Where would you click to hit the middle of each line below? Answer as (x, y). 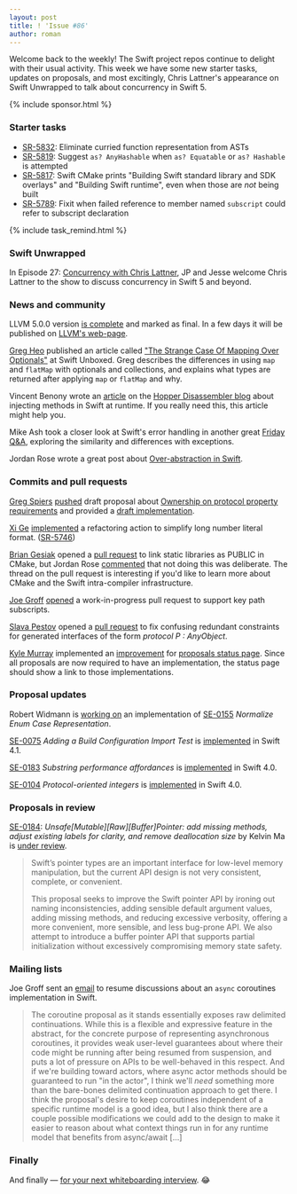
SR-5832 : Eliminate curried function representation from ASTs (136, 146)
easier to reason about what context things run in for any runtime (149, 1128)
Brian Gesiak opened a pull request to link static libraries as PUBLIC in (137, 554)
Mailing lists (36, 970)
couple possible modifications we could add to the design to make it (156, 1119)
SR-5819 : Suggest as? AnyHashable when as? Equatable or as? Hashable (154, 156)
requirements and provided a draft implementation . (102, 510)
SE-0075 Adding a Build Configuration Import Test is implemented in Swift (145, 741)
